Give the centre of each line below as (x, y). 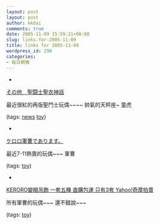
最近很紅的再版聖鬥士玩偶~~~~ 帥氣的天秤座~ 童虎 (69, 104)
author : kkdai (24, 23)
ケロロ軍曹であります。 (35, 141)
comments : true (25, 29)
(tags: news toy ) (26, 117)
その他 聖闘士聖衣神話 (35, 92)
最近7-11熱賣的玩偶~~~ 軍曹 (41, 154)
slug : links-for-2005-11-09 (41, 40)
